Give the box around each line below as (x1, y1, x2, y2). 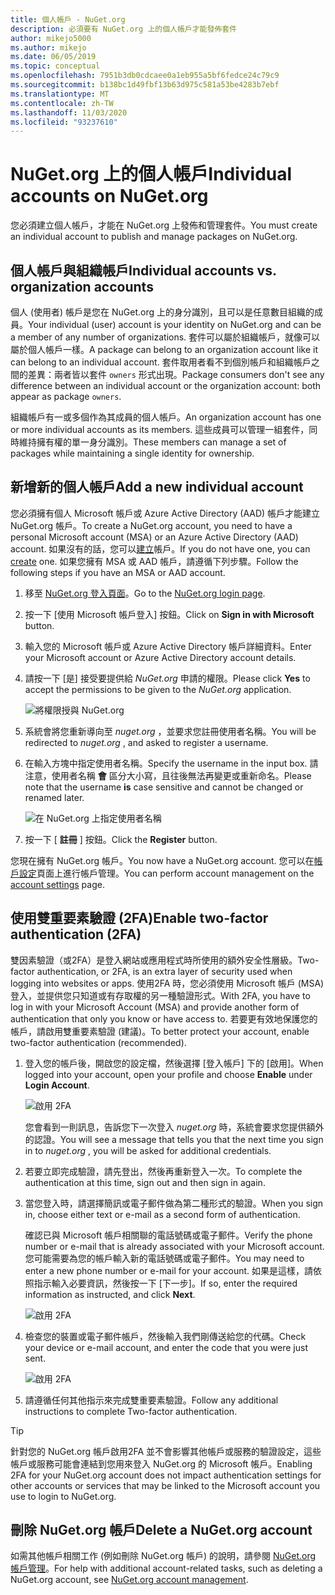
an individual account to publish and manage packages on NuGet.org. (10, 231, 298, 243)
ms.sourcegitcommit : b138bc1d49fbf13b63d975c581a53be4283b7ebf (10, 80, 280, 90)
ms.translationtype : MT (10, 89, 110, 99)
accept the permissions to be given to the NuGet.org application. (24, 683, 292, 695)
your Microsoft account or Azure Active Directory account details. (24, 651, 297, 663)
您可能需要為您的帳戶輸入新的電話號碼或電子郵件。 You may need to (24, 1252, 305, 1264)
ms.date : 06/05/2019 (10, 52, 97, 62)
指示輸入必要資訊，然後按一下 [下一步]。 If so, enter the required (33, 1277, 298, 1289)
